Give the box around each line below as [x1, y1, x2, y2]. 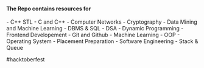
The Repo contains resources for [6, 5, 91, 12]
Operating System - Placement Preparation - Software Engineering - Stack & [6, 38, 199, 45]
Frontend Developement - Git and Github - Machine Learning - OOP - [6, 31, 180, 39]
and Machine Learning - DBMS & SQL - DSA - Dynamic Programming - [6, 25, 184, 32]
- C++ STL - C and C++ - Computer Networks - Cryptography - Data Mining [6, 18, 198, 25]
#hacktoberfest [6, 56, 45, 63]
